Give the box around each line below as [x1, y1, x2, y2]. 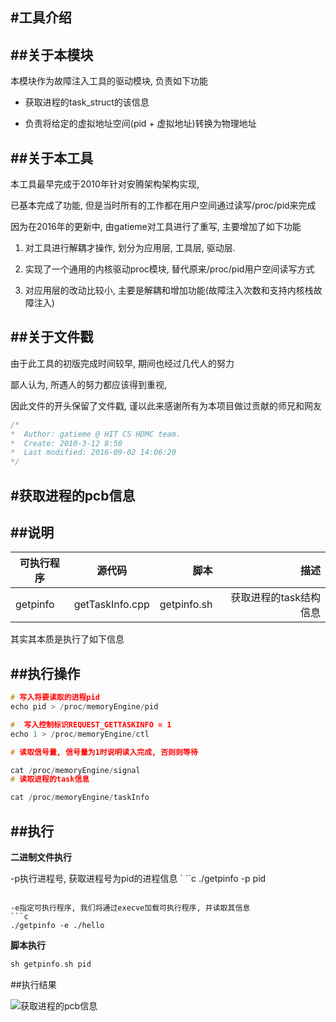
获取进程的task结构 [230, 591, 321, 605]
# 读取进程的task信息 [10, 774, 90, 785]
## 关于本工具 [10, 149, 94, 167]
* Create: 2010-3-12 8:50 [10, 438, 123, 448]
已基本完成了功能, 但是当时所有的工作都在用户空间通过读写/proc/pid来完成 [10, 199, 317, 212]
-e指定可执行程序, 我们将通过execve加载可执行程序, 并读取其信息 [10, 903, 251, 913]
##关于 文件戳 [10, 329, 94, 346]
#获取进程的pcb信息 [10, 487, 136, 504]
